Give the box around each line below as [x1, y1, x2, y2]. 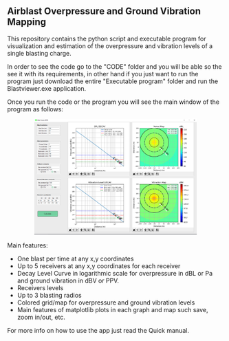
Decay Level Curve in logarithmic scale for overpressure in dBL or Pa [17, 269, 213, 277]
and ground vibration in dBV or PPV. [17, 276, 119, 285]
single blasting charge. [7, 49, 72, 57]
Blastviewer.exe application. [7, 84, 87, 92]
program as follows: [7, 104, 64, 113]
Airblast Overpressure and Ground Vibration [7, 5, 201, 17]
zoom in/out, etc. [17, 313, 65, 321]
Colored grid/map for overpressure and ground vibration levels [17, 298, 195, 307]
